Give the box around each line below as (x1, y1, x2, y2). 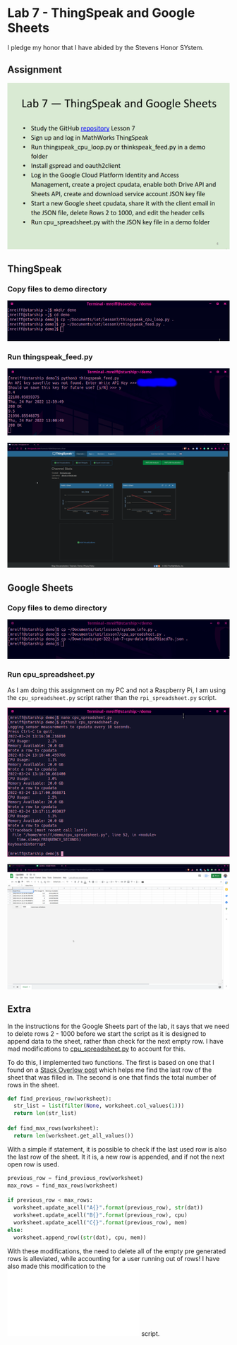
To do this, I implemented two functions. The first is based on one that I (7, 1058, 215, 1066)
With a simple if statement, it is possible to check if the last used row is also (7, 1145, 227, 1153)
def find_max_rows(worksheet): (7, 1125, 99, 1132)
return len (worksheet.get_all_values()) (13, 1132, 134, 1139)
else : (7, 1226, 23, 1234)
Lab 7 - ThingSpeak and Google (7, 5, 195, 21)
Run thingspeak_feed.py (7, 351, 93, 361)
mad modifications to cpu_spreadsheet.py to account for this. (7, 1044, 186, 1053)
